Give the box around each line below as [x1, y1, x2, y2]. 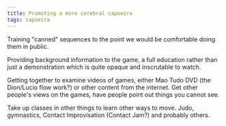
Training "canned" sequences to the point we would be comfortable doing [7, 35, 216, 43]
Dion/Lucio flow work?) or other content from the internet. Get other [7, 83, 198, 91]
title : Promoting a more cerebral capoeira [7, 10, 133, 17]
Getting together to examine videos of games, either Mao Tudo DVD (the [7, 76, 211, 84]
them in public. [7, 42, 49, 50]
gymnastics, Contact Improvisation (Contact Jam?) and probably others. [7, 110, 210, 119]
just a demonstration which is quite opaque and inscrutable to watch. [7, 63, 201, 71]
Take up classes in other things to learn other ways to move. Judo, [7, 104, 195, 112]
